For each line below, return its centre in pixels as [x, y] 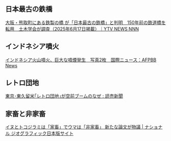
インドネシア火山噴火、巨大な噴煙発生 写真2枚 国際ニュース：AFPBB [81, 60]
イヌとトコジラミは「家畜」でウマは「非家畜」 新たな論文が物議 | [75, 127]
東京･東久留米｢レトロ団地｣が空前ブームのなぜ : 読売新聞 [64, 96]
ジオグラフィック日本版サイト [42, 133]
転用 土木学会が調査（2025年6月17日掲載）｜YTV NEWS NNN [72, 29]
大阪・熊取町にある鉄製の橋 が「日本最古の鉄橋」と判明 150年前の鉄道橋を [86, 22]
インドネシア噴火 [32, 47]
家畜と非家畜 [26, 114]
